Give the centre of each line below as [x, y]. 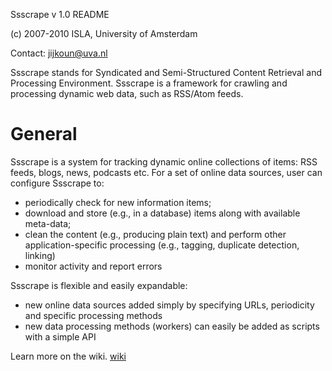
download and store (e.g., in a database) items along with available [162, 213]
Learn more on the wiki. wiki [68, 356]
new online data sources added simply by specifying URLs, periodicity [169, 305]
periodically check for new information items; [118, 202]
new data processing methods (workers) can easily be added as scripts [172, 326]
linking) [40, 255]
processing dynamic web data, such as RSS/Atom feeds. [127, 93]
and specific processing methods [93, 315]
